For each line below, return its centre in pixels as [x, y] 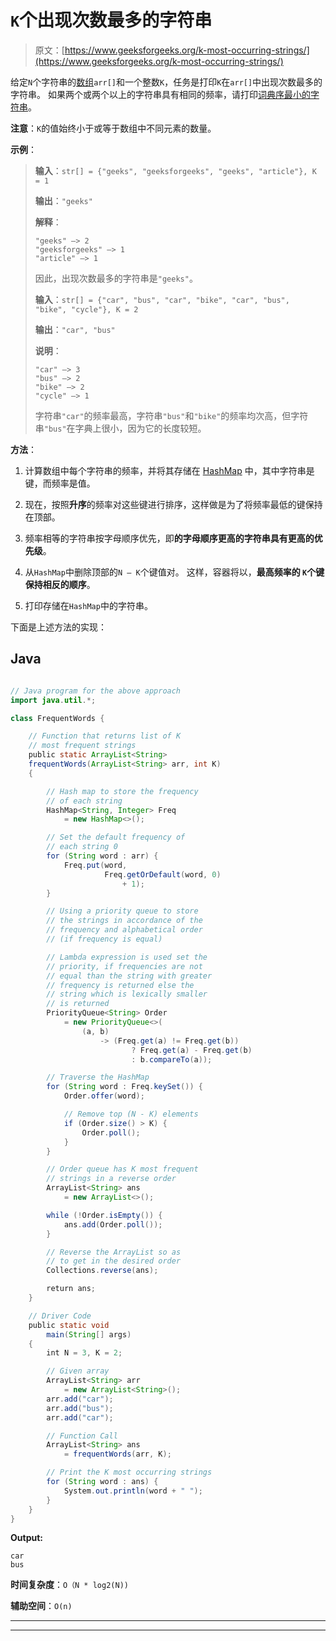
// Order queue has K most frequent [122, 1169]
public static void [69, 1325]
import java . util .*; [53, 700]
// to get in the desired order [114, 1261]
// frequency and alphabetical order [124, 930]
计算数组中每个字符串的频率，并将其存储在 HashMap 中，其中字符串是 [169, 470]
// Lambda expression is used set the [127, 957]
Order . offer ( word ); [104, 1096]
